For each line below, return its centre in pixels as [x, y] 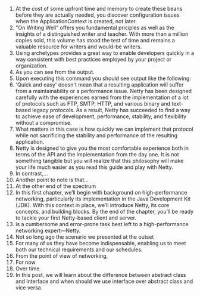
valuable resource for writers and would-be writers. [79, 47]
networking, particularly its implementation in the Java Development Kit [103, 199]
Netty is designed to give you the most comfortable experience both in [102, 148]
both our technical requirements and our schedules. [79, 249]
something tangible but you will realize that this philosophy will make [99, 161]
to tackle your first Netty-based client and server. [76, 218]
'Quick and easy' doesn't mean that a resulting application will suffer [99, 85]
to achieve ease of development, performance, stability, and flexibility [101, 116]
